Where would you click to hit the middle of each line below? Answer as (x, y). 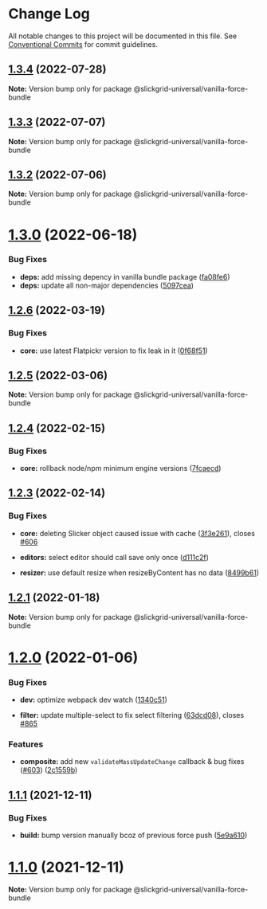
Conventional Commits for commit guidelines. (83, 44)
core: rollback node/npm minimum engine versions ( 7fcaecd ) (120, 468)
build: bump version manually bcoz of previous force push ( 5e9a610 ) (133, 835)
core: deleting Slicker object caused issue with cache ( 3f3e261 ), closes (137, 533)
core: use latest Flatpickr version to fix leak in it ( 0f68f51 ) (114, 351)
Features (26, 744)
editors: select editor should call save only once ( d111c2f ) (114, 557)
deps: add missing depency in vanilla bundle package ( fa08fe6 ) (125, 276)
